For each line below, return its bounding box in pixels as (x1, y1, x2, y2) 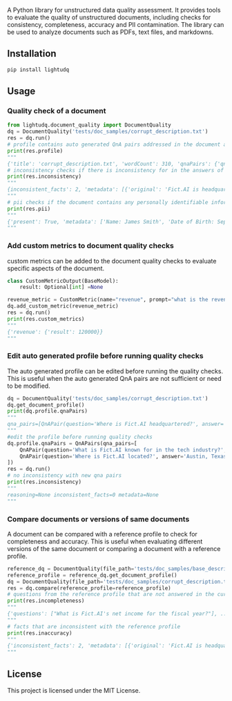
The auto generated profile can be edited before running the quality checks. (7, 366, 223, 375)
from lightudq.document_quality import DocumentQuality (7, 122, 171, 129)
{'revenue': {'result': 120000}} (7, 328, 104, 335)
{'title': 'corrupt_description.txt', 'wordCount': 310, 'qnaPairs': (7, 160, 212, 167)
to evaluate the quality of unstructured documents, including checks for (7, 13, 211, 21)
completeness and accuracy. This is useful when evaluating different (7, 537, 203, 545)
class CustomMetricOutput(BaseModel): (7, 277, 119, 284)
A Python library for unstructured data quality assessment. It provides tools (7, 6, 221, 14)
